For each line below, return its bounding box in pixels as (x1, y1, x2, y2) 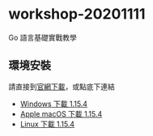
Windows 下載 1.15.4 (19, 99, 87, 108)
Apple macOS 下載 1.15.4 (19, 108, 103, 118)
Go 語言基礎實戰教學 (8, 32, 77, 42)
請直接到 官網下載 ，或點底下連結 (8, 82, 115, 91)
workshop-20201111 (8, 5, 146, 23)
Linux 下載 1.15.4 (19, 119, 75, 129)
